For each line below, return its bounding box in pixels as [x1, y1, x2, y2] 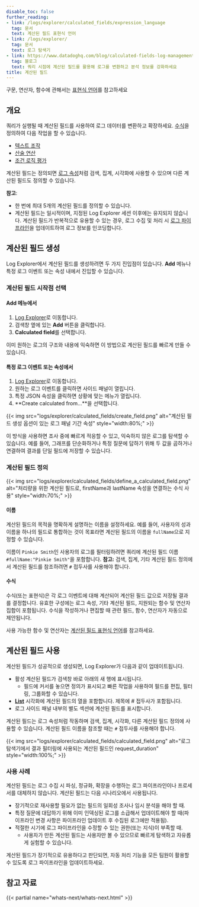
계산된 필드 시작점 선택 [6, 284, 67, 292]
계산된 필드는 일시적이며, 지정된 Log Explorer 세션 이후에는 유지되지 [14, 210, 173, 217]
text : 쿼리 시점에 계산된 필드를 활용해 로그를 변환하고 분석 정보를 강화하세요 [11, 63, 177, 70]
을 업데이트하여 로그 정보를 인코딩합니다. [29, 225, 123, 232]
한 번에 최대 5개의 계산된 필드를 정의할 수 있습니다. [14, 202, 132, 209]
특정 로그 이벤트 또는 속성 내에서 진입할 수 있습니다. [6, 267, 124, 274]
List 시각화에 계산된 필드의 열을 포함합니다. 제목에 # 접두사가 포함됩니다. [14, 697, 182, 704]
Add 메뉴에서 [6, 300, 37, 307]
